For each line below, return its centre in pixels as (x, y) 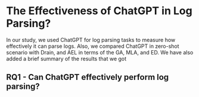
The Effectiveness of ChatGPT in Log (99, 11)
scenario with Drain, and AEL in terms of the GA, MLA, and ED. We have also (100, 52)
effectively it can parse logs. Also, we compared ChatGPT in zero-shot (93, 46)
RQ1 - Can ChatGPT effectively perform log (88, 77)
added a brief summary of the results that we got (66, 59)
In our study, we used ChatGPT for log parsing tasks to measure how (91, 40)
